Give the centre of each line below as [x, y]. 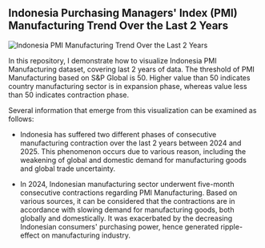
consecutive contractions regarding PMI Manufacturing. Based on [128, 193]
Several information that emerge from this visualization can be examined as [132, 110]
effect [30, 235]
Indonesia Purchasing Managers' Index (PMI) [123, 13]
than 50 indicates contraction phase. [69, 95]
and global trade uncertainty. [68, 169]
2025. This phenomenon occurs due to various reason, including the [133, 151]
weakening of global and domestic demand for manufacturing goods [133, 160]
